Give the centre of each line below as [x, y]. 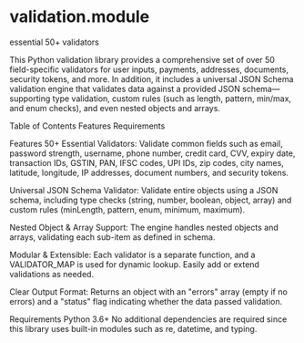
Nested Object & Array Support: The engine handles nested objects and [144, 227]
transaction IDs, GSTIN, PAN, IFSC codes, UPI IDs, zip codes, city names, [147, 162]
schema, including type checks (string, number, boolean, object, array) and [151, 200]
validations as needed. [51, 274]
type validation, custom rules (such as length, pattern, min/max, [172, 99]
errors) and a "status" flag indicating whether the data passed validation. [146, 301]
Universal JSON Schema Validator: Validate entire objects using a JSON [144, 190]
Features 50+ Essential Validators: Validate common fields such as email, [147, 143]
